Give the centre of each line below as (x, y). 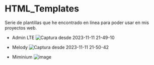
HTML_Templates (42, 9)
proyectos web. (21, 27)
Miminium (22, 57)
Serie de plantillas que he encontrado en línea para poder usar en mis (77, 22)
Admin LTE (23, 37)
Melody (20, 47)
